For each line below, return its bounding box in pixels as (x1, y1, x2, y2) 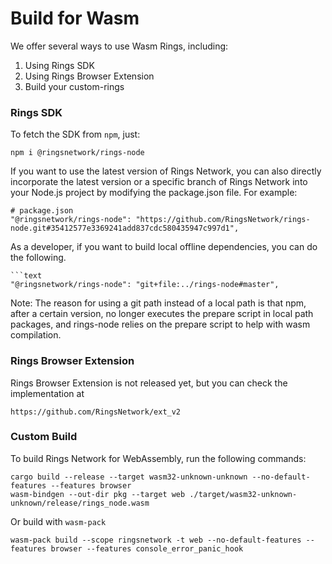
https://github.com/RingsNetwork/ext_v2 (10, 407, 182, 417)
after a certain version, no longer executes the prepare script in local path (10, 308, 314, 320)
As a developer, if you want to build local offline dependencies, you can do (10, 241, 318, 253)
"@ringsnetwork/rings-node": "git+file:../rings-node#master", (10, 280, 280, 290)
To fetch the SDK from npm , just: (10, 128, 141, 141)
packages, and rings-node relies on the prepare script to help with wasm (10, 318, 311, 331)
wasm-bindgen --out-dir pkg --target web (10, 489, 186, 499)
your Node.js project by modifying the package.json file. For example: (10, 187, 298, 199)
